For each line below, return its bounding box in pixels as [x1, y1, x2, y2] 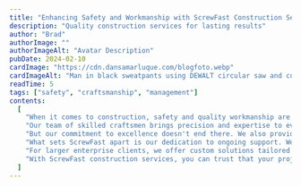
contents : [9, 96, 47, 106]
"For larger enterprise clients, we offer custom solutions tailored [25, 146, 291, 155]
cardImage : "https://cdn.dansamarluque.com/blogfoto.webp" [9, 63, 235, 72]
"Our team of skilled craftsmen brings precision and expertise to [25, 122, 282, 131]
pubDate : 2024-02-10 [9, 55, 87, 63]
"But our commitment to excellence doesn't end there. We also [25, 130, 267, 139]
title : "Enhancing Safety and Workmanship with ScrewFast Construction [9, 13, 282, 22]
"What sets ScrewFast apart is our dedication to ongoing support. [25, 138, 282, 147]
